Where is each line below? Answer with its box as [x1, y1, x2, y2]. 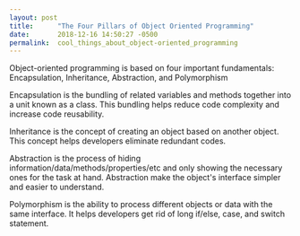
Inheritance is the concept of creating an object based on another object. [9, 127, 279, 137]
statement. [9, 218, 49, 229]
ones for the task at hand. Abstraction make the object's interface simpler [9, 172, 281, 183]
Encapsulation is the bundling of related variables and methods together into [9, 90, 292, 101]
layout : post [9, 13, 58, 22]
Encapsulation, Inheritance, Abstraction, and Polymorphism [9, 73, 228, 83]
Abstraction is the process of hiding [9, 153, 141, 164]
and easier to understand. [9, 181, 105, 193]
